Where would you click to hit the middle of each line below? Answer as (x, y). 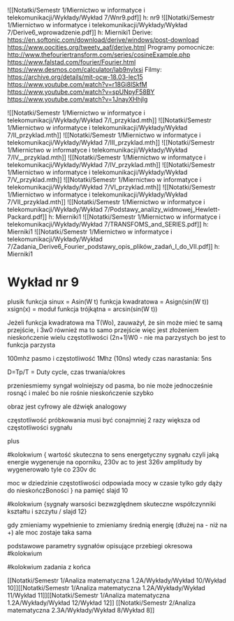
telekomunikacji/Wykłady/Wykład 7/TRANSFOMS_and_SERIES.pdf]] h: (108, 224)
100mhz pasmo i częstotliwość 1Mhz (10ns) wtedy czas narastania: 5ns (109, 358)
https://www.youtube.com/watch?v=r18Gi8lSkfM (78, 84)
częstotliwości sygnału (40, 427)
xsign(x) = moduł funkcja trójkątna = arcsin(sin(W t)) (82, 309)
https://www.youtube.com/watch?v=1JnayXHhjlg (78, 99)
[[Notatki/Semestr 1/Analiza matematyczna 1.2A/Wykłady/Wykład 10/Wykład (117, 580)
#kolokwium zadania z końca (49, 566)
